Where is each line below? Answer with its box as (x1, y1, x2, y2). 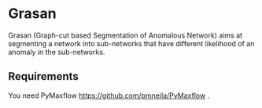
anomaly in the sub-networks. (8, 47, 105, 56)
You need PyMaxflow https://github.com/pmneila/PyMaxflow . (8, 91, 210, 100)
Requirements (8, 70, 79, 83)
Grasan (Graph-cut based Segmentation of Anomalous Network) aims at (8, 31, 242, 40)
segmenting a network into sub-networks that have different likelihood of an (8, 38, 255, 48)
